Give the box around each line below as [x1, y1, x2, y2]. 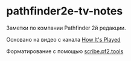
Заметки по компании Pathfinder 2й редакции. [6, 24, 126, 31]
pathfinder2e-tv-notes [6, 4, 123, 18]
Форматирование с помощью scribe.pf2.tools [6, 47, 124, 55]
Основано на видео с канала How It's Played [6, 36, 121, 43]
